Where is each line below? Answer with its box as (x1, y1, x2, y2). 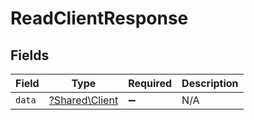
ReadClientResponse (10, 7, 189, 30)
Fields (10, 47, 50, 64)
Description (181, 77, 239, 90)
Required (128, 77, 173, 90)
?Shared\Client (48, 93, 119, 107)
